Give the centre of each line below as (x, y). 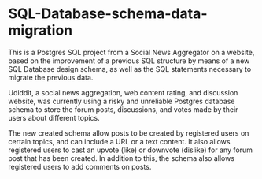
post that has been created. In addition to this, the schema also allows (121, 158)
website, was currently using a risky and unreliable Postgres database (122, 101)
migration (41, 30)
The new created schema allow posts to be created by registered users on (129, 133)
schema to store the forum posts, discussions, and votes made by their (123, 109)
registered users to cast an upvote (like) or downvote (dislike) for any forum (131, 150)
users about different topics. (54, 117)
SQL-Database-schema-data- (108, 14)
